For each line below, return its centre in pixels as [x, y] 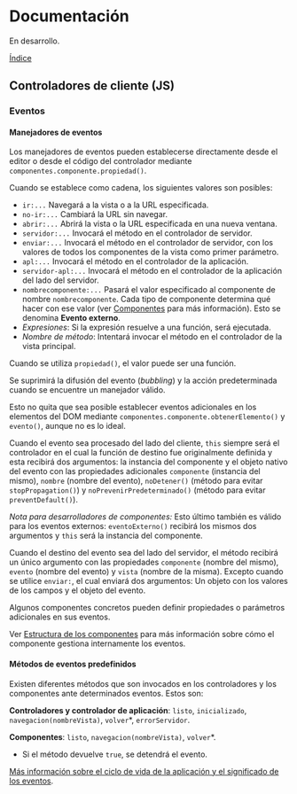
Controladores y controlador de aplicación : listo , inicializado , [128, 710]
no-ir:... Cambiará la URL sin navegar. [95, 214]
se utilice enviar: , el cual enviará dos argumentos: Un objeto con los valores [148, 581]
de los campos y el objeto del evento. [78, 590]
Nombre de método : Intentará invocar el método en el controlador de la [152, 337]
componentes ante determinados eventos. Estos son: [106, 693]
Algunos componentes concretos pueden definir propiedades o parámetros [147, 608]
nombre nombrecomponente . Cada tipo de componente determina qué [146, 300]
